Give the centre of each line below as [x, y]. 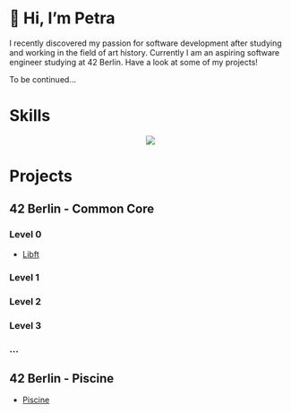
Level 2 [26, 301]
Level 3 [26, 325]
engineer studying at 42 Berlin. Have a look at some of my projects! [133, 62]
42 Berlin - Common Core [82, 209]
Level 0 [26, 235]
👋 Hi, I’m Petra [62, 18]
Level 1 [25, 277]
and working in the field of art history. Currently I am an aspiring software [145, 52]
